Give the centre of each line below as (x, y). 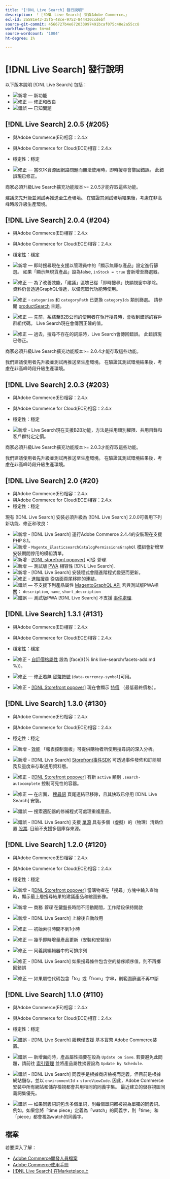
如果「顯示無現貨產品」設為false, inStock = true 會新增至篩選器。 (92, 272)
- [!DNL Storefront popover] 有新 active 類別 (74, 777)
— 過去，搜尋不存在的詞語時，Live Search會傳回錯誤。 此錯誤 (93, 334)
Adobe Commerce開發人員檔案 (45, 1158)
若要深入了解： (21, 1147)
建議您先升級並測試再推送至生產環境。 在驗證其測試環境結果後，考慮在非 (81, 198)
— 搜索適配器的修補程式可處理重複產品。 (71, 811)
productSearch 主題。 (41, 306)
